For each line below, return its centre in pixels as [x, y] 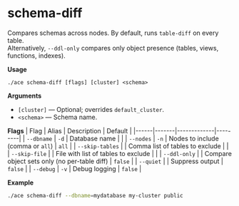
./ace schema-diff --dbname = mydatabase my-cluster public [95, 195]
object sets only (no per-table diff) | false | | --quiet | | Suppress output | [115, 161]
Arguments [25, 96]
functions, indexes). [36, 56]
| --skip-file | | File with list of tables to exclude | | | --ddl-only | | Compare [119, 153]
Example [21, 182]
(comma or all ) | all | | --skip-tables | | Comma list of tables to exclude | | [118, 146]
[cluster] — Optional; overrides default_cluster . [91, 109]
